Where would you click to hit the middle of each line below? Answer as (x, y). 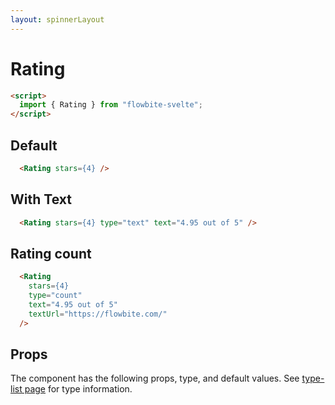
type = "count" (55, 296)
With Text (41, 199)
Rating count (51, 253)
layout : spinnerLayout (57, 19)
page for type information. (78, 389)
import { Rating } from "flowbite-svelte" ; (111, 105)
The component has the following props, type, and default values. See (155, 378)
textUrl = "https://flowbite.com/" (98, 314)
